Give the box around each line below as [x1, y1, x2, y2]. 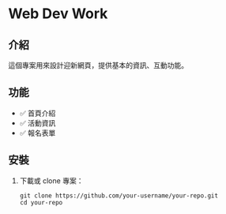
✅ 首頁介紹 [19, 108, 56, 118]
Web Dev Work [8, 5, 108, 23]
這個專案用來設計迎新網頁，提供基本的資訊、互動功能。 [8, 61, 188, 69]
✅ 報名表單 [19, 128, 56, 137]
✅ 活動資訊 [19, 118, 56, 127]
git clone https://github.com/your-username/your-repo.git [19, 191, 219, 200]
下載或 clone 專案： [19, 175, 84, 186]
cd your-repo [19, 198, 63, 206]
